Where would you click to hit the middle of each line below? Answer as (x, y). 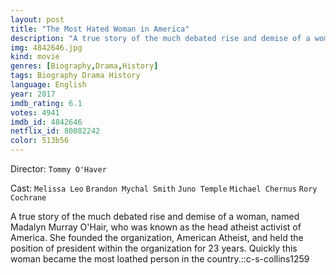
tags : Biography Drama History (75, 76)
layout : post (37, 19)
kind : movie (35, 57)
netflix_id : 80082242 (55, 131)
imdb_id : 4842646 (46, 122)
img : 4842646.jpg (46, 47)
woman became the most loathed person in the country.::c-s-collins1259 (160, 259)
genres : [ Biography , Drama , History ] (84, 66)
